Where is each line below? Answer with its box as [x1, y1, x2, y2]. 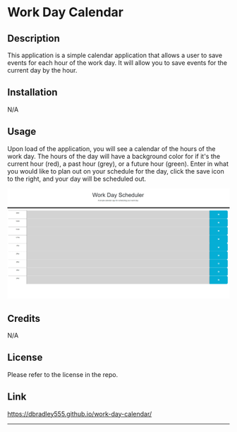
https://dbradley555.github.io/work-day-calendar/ [7, 409, 152, 418]
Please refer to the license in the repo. [7, 370, 119, 378]
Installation [7, 86, 58, 99]
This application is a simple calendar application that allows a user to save [7, 51, 223, 59]
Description [7, 32, 60, 44]
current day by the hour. [7, 66, 78, 74]
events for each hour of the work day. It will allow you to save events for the [7, 59, 228, 67]
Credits [7, 312, 41, 325]
